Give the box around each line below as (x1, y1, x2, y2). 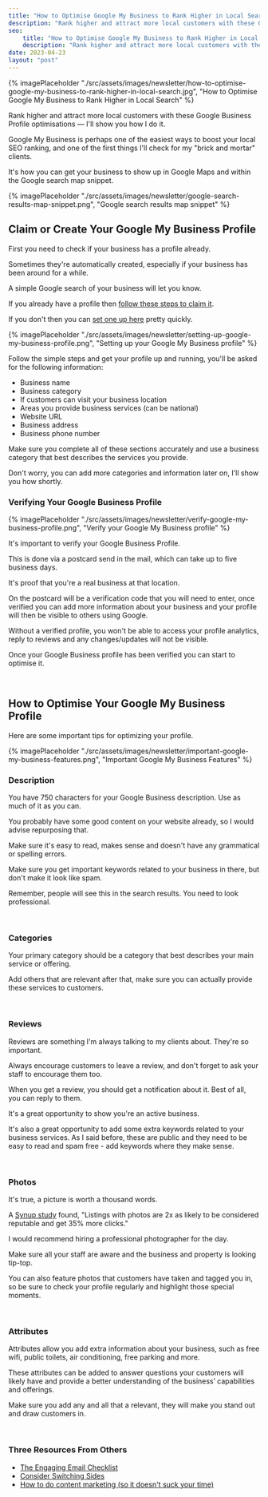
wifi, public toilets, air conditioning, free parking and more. (8, 1352, 201, 1362)
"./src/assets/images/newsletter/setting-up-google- (81, 329, 251, 340)
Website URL (19, 411, 63, 421)
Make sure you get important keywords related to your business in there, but (8, 864, 260, 875)
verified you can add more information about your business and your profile (8, 602, 258, 611)
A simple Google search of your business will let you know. (8, 283, 202, 292)
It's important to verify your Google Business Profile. (8, 538, 181, 548)
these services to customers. (8, 983, 104, 993)
